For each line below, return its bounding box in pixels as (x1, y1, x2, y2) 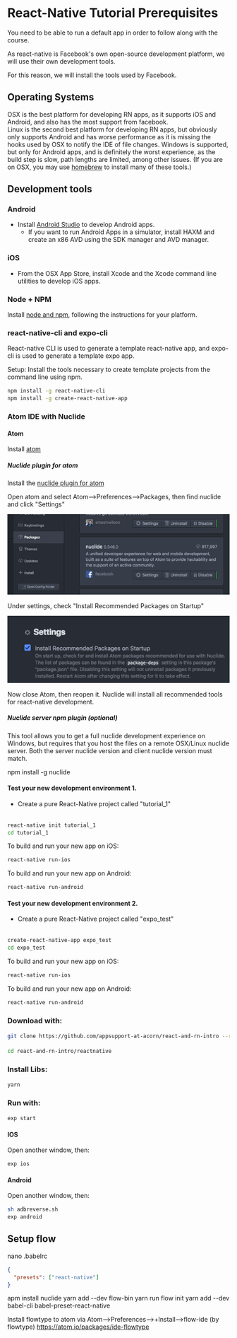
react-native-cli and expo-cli (7, 327, 108, 337)
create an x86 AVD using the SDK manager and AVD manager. (28, 235, 209, 244)
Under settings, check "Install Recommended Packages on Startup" (7, 602, 205, 610)
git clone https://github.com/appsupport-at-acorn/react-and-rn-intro (7, 1032, 219, 1040)
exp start (7, 1115, 37, 1122)
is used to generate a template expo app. (15, 351, 135, 360)
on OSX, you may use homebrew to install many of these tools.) (7, 163, 192, 171)
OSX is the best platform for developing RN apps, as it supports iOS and (7, 110, 217, 118)
